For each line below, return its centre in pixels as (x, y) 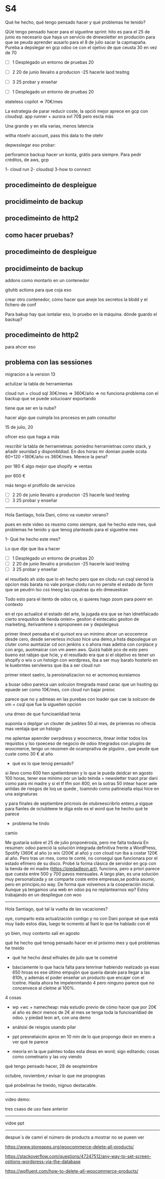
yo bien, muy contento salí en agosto (42, 933)
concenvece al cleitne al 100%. (43, 988)
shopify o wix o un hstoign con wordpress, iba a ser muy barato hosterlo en (82, 660)
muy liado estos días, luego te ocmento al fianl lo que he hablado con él (78, 924)
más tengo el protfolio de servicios (40, 485)
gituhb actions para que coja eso (38, 290)
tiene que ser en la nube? (31, 408)
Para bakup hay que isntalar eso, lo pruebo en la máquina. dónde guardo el (81, 314)
